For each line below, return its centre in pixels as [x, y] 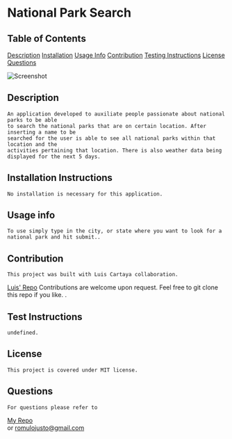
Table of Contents [47, 39]
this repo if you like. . [37, 295]
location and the [32, 144]
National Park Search [69, 13]
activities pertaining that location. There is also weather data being [115, 150]
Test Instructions [45, 317]
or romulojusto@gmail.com [46, 428]
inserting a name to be [42, 132]
